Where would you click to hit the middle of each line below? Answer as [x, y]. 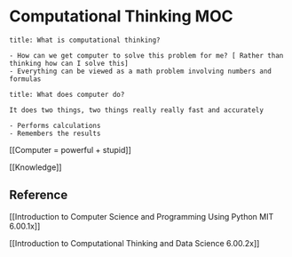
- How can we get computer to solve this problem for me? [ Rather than [146, 55]
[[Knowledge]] [36, 167]
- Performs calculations [55, 125]
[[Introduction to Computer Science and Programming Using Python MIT [142, 216]
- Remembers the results [55, 133]
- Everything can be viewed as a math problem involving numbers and [141, 71]
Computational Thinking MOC [121, 16]
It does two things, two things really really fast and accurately [137, 110]
